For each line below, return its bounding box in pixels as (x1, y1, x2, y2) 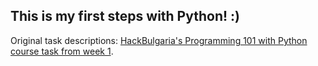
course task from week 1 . (10, 45, 114, 57)
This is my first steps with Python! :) (10, 8, 240, 25)
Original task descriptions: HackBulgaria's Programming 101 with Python (10, 34, 308, 46)
